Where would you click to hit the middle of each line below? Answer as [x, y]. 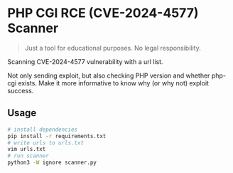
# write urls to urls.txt [45, 143]
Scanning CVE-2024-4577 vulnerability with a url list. [85, 61]
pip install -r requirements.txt [57, 136]
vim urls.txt [27, 150]
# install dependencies [43, 130]
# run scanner [28, 156]
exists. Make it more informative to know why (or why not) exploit [113, 83]
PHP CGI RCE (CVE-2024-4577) [103, 13]
